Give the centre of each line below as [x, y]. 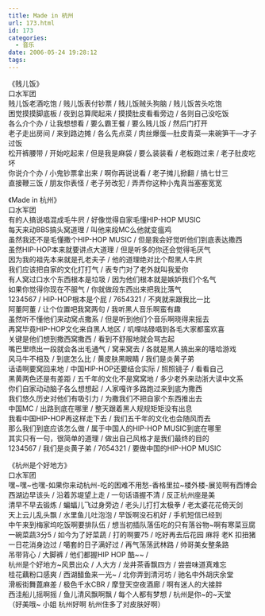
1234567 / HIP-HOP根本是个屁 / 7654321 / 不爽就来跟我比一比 [109, 299]
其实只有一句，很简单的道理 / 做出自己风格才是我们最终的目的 [109, 438]
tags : [17, 60]
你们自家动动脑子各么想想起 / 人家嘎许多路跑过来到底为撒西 [105, 388]
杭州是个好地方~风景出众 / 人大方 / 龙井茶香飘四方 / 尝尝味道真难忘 [118, 564]
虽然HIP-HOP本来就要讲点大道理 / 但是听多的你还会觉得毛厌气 [109, 249]
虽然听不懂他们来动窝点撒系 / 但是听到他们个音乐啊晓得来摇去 [109, 319]
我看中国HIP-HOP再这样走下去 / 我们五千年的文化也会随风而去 [109, 418]
